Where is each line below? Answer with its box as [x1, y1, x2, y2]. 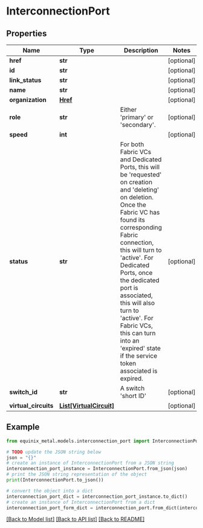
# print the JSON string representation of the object [6, 471, 147, 478]
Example [6, 422, 40, 433]
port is [120, 284, 139, 292]
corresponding [120, 224, 162, 231]
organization [9, 95, 47, 104]
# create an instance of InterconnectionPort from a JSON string [6, 460, 174, 466]
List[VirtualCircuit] [59, 402, 115, 410]
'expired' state [120, 344, 161, 352]
